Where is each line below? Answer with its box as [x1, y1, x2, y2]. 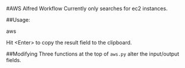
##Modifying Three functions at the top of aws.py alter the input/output [6, 50, 180, 57]
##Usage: [6, 16, 31, 23]
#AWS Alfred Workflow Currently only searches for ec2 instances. [6, 5, 168, 12]
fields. [6, 57, 22, 63]
